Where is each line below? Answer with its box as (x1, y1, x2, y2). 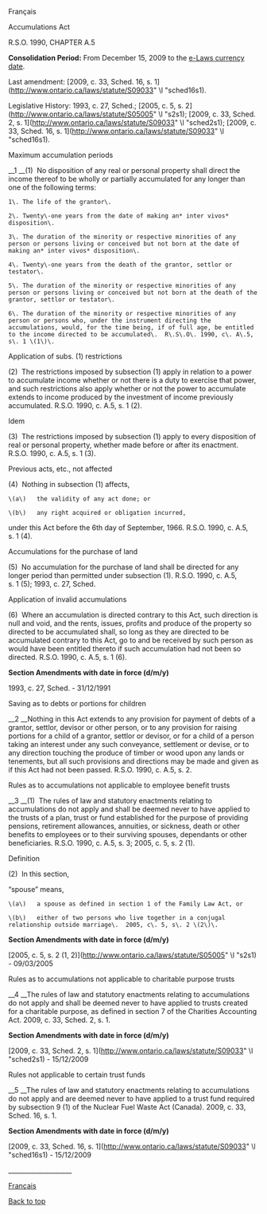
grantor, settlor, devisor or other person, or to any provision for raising (8, 723, 238, 732)
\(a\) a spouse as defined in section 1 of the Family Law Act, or (8, 900, 244, 908)
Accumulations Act (8, 22, 70, 31)
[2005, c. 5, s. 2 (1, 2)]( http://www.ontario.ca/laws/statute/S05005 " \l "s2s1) (8, 950, 257, 960)
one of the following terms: (8, 183, 97, 192)
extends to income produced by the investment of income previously (8, 392, 234, 402)
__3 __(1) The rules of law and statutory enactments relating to (8, 796, 213, 805)
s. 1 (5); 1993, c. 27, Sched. (8, 579, 96, 588)
